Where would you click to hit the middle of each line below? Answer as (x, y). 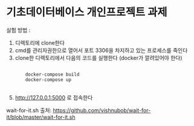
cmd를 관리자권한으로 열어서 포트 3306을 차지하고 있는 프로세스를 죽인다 (101, 50)
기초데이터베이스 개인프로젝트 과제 (87, 12)
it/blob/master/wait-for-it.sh (41, 117)
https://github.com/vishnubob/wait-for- (102, 110)
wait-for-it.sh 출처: (29, 110)
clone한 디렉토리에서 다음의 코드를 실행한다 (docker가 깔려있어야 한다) (99, 58)
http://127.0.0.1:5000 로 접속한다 (54, 97)
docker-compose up (48, 79)
